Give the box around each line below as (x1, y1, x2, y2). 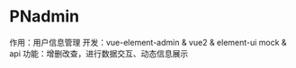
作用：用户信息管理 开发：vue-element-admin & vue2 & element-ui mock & (9, 37, 287, 47)
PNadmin (9, 6, 79, 27)
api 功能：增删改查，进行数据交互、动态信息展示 (9, 47, 189, 59)
